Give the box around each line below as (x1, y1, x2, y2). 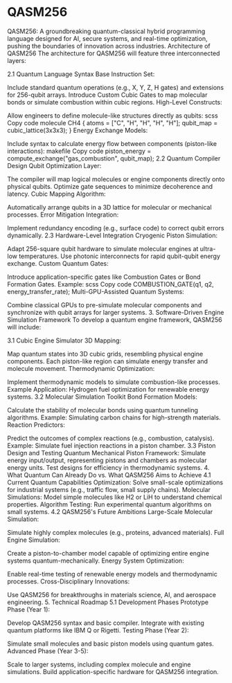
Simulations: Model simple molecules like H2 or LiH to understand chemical (7, 493, 222, 501)
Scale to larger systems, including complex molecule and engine (7, 660, 191, 668)
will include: (7, 322, 42, 331)
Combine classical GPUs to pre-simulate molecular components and (7, 300, 202, 309)
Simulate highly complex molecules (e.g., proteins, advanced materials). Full (7, 528, 224, 536)
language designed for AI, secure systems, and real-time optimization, (7, 34, 208, 42)
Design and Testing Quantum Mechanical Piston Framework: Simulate (7, 448, 206, 457)
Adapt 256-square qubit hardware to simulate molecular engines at (7, 244, 199, 253)
